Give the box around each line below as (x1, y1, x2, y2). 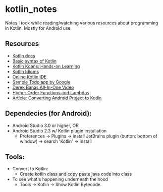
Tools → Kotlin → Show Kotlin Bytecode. (19, 182, 102, 188)
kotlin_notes (5, 3, 57, 15)
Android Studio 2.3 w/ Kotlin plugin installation (12, 128, 107, 133)
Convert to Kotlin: (12, 166, 48, 172)
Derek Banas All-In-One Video (12, 84, 74, 90)
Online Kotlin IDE (12, 73, 47, 80)
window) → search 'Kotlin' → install (19, 138, 92, 144)
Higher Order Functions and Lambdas (12, 89, 89, 95)
